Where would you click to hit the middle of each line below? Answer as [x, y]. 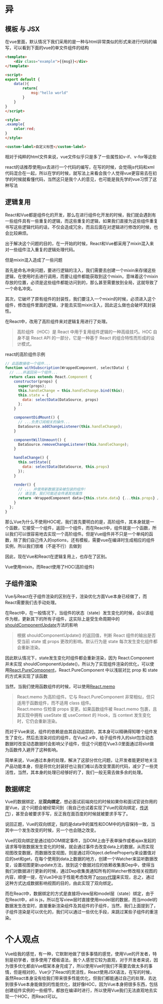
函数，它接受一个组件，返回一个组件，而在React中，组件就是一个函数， [81, 528]
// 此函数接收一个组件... [28, 363]
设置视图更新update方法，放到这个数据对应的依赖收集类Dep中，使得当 [84, 865]
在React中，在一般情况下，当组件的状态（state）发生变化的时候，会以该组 [80, 613]
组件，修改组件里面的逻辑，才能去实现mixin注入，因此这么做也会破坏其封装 [81, 305]
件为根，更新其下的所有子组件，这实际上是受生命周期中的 [62, 619]
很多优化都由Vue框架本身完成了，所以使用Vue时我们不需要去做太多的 [79, 966]
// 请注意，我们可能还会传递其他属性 [50, 494]
